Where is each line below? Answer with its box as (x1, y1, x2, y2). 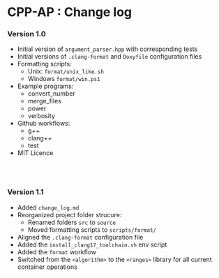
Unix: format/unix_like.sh (27, 67, 105, 75)
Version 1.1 (7, 187, 44, 197)
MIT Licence (17, 149, 54, 157)
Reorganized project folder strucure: (17, 210, 122, 219)
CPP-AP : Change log (7, 4, 133, 20)
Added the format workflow (17, 247, 97, 256)
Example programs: (17, 82, 74, 91)
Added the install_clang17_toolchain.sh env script (17, 240, 167, 249)
